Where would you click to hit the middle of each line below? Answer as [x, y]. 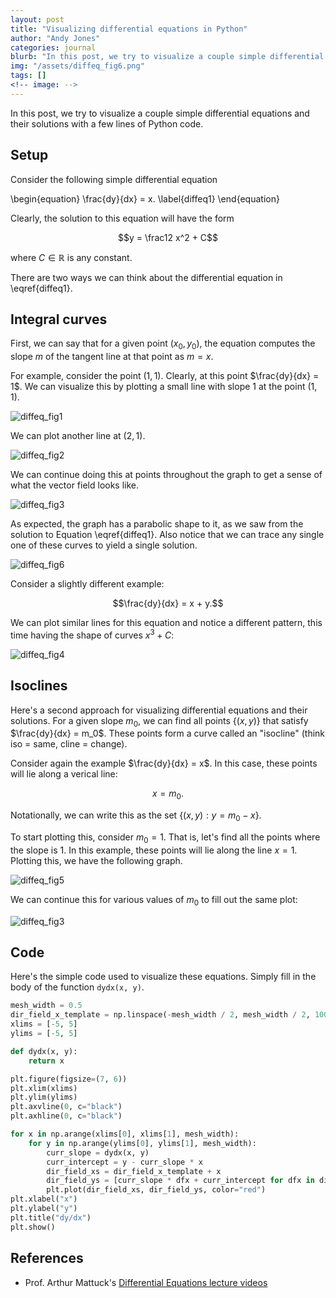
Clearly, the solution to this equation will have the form [122, 218]
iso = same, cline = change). [69, 744]
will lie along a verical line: [64, 774]
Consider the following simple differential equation [114, 179]
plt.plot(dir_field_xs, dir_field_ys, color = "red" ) [156, 1190]
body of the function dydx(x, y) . [77, 987]
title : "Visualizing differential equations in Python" [129, 29]
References [47, 1258]
